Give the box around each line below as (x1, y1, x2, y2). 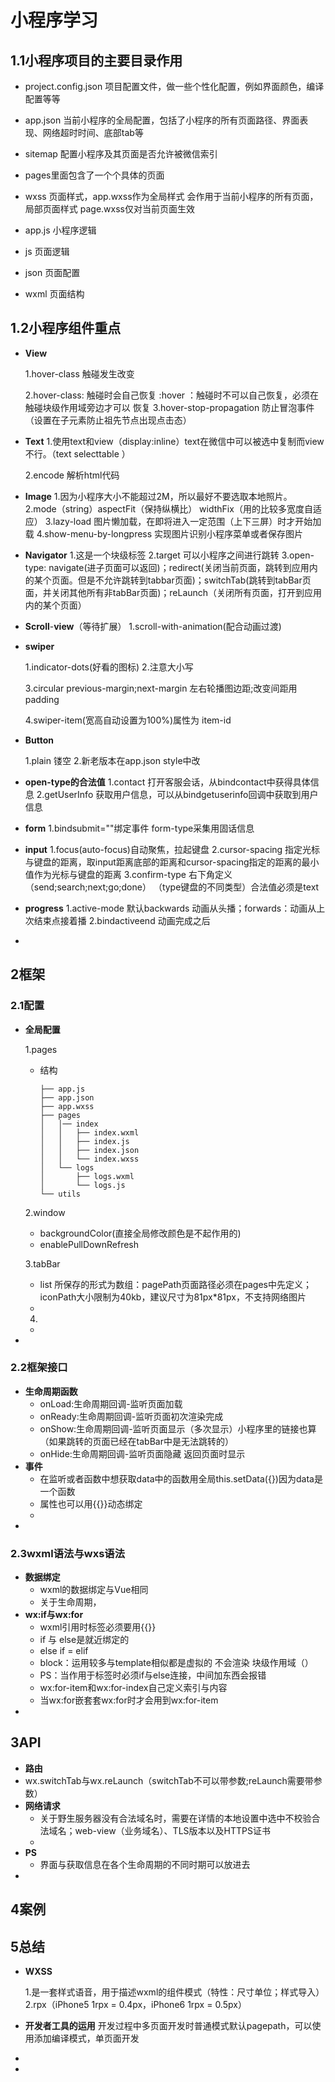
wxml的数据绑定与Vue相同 (39, 1584, 149, 1596)
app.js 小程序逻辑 (24, 224, 97, 236)
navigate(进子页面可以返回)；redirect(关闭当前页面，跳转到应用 (48, 561, 310, 573)
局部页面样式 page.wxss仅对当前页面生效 (24, 203, 195, 215)
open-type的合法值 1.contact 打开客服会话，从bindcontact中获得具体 (24, 776, 311, 788)
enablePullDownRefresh (39, 1238, 140, 1250)
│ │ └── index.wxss (39, 1154, 140, 1164)
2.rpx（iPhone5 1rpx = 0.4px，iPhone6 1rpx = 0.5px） (24, 1999, 247, 2011)
